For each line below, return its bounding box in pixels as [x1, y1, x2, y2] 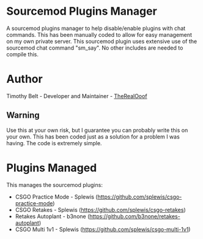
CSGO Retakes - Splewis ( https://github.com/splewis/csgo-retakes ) [15, 206, 186, 213]
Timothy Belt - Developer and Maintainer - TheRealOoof [6, 92, 148, 99]
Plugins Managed [6, 161, 97, 175]
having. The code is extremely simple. [6, 139, 102, 146]
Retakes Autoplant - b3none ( [15, 213, 90, 220]
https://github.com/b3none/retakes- [89, 213, 180, 220]
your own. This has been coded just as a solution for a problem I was [6, 133, 180, 140]
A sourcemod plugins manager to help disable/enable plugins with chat [6, 25, 186, 32]
